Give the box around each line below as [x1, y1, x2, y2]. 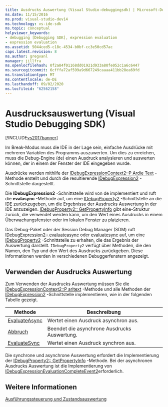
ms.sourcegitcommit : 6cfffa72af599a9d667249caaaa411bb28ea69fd [5, 68, 140, 73]
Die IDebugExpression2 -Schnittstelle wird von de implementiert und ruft [5, 190, 156, 196]
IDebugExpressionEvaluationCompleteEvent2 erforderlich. [5, 368, 124, 375]
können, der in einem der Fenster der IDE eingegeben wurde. [5, 160, 131, 166]
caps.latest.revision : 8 [5, 49, 57, 54]
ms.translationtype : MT [5, 72, 55, 77]
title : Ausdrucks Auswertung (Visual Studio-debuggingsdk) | [5, 7, 135, 12]
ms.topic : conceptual [5, 26, 50, 31]
